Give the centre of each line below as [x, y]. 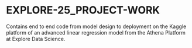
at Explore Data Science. [36, 39]
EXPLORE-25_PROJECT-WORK [83, 10]
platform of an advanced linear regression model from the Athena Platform [96, 32]
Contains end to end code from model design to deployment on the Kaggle [96, 26]
